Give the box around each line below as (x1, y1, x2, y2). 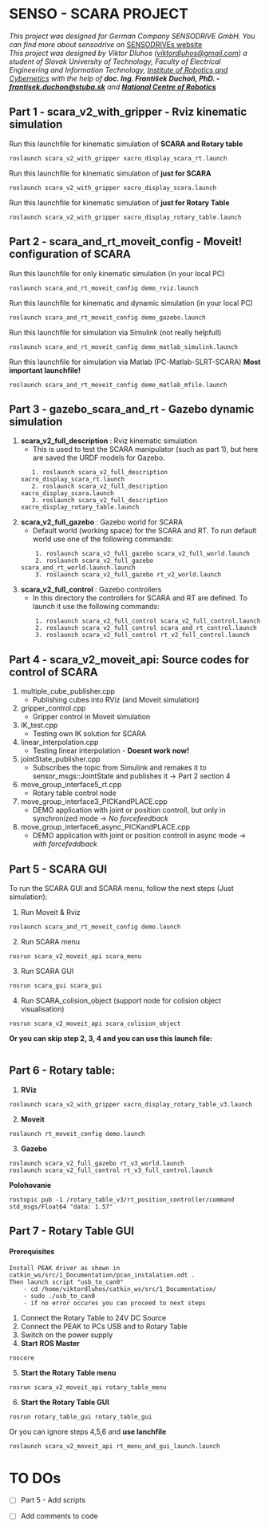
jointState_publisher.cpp (20, 754, 101, 764)
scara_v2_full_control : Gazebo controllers (20, 584, 162, 595)
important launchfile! (9, 365, 81, 375)
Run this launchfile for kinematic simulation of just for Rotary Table (9, 197, 230, 208)
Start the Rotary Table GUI (20, 1398, 110, 1407)
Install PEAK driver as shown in (9, 1265, 121, 1273)
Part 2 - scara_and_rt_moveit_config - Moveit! (9, 235, 243, 248)
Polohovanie (9, 1180, 52, 1190)
